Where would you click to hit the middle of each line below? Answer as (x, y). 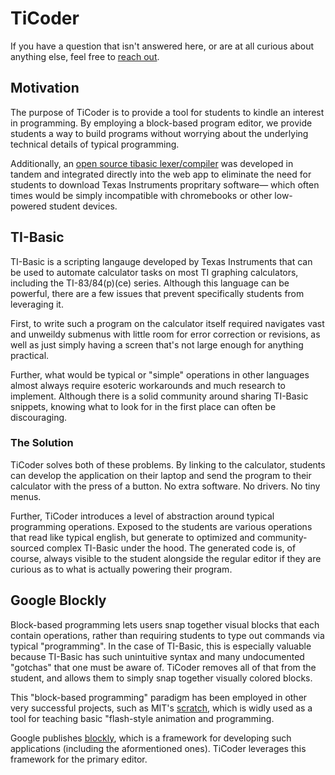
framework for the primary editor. (79, 759)
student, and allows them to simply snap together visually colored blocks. (161, 678)
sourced (27, 548)
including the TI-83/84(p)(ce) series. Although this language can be (150, 283)
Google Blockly (58, 600)
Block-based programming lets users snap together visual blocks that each (165, 624)
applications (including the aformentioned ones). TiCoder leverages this (158, 748)
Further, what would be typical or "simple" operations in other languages (160, 374)
